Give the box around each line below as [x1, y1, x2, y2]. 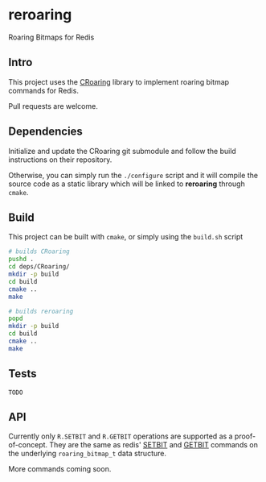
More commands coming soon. [8, 464, 112, 474]
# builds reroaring [8, 307, 74, 315]
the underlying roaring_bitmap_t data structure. [8, 449, 167, 459]
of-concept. [8, 440, 48, 450]
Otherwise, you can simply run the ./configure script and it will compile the [8, 170, 259, 180]
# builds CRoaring [8, 247, 70, 256]
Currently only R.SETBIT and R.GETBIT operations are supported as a [8, 431, 233, 441]
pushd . [8, 256, 35, 264]
